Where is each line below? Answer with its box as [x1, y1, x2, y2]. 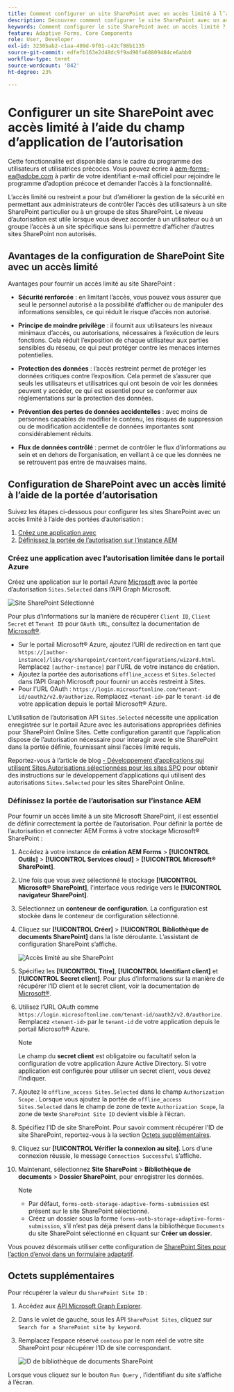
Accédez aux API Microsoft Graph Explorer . [17, 1302, 142, 1310]
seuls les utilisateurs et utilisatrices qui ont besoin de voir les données [17, 379, 218, 387]
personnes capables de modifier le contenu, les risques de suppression [17, 415, 224, 424]
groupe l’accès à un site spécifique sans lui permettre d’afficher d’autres [8, 222, 215, 231]
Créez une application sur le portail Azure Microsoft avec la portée [8, 578, 199, 586]
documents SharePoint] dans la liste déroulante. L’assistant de [17, 932, 199, 941]
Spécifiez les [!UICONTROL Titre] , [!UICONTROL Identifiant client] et [17, 966, 218, 975]
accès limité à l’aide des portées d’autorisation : [8, 515, 144, 523]
